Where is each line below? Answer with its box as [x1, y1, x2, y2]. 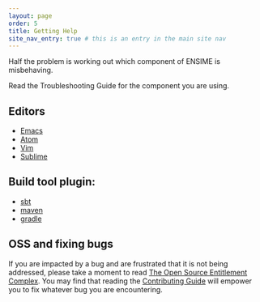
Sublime [19, 151, 48, 162]
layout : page [8, 11, 53, 20]
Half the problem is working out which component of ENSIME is [8, 57, 221, 66]
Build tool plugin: [8, 175, 96, 189]
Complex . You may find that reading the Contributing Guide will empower [8, 276, 253, 286]
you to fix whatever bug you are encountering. [8, 284, 164, 294]
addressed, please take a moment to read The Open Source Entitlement [8, 267, 248, 277]
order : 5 [8, 19, 38, 28]
